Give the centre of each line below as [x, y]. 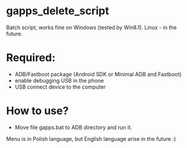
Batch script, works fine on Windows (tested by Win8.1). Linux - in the [91, 27]
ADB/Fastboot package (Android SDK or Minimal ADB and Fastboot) [98, 74]
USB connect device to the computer [60, 87]
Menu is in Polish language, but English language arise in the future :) [91, 138]
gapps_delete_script [58, 11]
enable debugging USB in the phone [59, 80]
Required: [31, 58]
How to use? [38, 111]
